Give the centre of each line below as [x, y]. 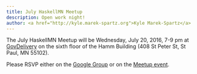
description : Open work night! [46, 17]
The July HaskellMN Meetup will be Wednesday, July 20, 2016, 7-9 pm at [98, 40]
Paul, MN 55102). [28, 53]
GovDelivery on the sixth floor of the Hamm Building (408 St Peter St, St [96, 46]
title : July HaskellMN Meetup [45, 12]
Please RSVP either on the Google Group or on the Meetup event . [88, 64]
